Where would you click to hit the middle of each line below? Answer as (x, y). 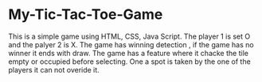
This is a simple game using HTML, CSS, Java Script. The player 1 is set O (129, 36)
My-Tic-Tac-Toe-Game (86, 15)
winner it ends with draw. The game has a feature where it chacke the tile (129, 53)
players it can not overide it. (54, 69)
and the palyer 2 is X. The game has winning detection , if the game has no (131, 44)
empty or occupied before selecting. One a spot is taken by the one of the (129, 61)
